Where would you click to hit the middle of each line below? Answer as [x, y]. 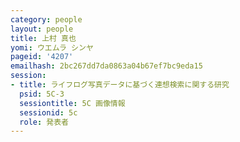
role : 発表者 [44, 122]
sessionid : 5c [48, 112]
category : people [46, 19]
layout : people [42, 29]
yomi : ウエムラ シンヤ [52, 47]
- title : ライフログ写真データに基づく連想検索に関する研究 [120, 85]
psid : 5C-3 [42, 94]
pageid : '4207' [42, 57]
